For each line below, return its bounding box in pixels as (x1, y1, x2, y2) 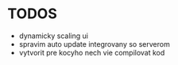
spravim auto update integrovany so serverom (18, 39, 170, 48)
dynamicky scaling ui (18, 31, 89, 40)
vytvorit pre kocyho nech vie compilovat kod (18, 48, 165, 57)
